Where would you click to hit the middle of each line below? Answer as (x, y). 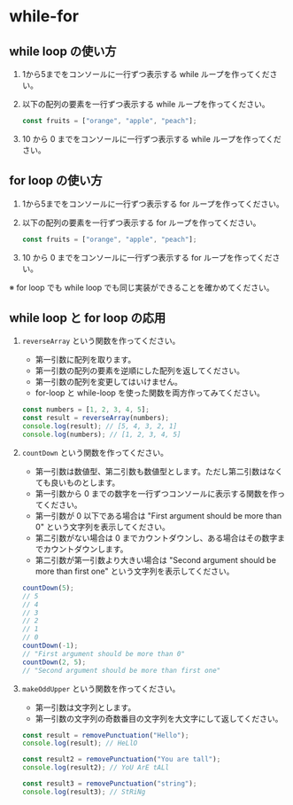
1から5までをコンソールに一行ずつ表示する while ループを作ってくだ (146, 74)
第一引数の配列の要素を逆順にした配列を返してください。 (140, 371)
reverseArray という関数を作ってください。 (101, 341)
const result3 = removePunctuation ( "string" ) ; (109, 784)
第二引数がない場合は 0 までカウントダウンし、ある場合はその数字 (156, 537)
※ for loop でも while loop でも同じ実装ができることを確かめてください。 (142, 287)
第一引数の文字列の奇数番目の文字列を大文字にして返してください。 (159, 718)
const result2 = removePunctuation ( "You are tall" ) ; (121, 760)
